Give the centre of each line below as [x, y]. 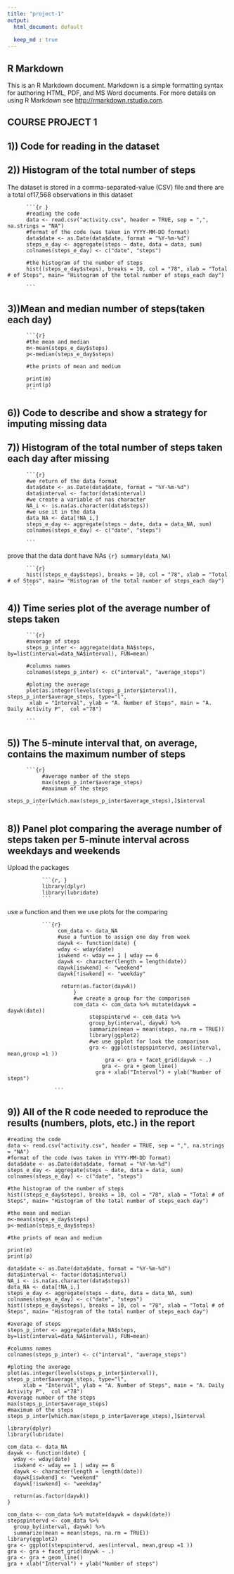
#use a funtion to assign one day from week [124, 937]
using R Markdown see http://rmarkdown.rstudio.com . [85, 100]
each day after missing [58, 458]
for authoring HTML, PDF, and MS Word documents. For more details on [112, 93]
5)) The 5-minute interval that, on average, [103, 743]
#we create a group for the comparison [132, 999]
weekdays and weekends [64, 851]
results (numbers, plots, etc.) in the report [101, 1123]
